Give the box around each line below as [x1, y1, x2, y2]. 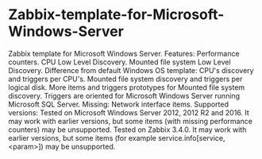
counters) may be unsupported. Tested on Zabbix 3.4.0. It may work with [8, 125, 247, 134]
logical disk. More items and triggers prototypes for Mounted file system [8, 82, 245, 92]
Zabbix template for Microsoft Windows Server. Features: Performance [8, 48, 240, 58]
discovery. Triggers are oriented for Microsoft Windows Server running [8, 91, 241, 100]
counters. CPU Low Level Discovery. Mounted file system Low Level [8, 57, 232, 67]
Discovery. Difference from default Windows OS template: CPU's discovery [8, 65, 254, 75]
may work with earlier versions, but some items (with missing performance [8, 116, 252, 126]
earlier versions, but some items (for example [8, 133, 156, 142]
